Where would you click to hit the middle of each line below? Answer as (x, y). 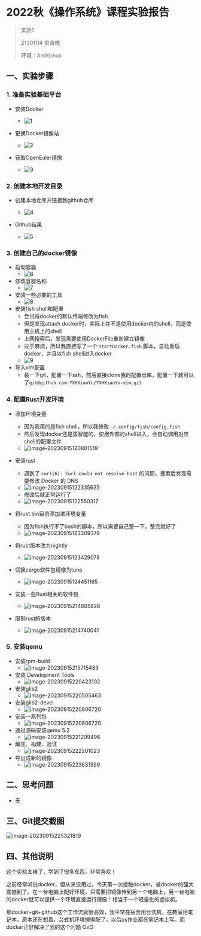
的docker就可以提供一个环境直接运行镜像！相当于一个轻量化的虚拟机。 (93, 899)
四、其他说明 (30, 856)
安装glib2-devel (34, 702)
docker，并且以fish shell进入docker (68, 354)
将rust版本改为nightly (41, 545)
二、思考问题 (30, 785)
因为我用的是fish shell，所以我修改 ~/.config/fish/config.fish (102, 426)
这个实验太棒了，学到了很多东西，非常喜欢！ (61, 872)
